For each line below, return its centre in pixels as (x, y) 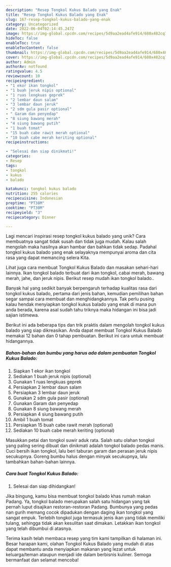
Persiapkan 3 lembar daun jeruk (46, 393)
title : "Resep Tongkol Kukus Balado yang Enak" (57, 15)
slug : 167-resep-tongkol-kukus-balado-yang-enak (58, 19)
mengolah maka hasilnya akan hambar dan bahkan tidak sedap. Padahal (81, 247)
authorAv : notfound (26, 67)
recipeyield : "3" (24, 212)
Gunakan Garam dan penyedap (46, 403)
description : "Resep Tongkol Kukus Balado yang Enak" (64, 10)
